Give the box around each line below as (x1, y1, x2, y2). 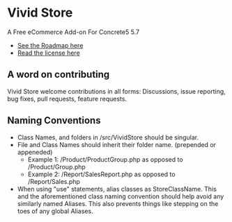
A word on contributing (7, 69, 110, 80)
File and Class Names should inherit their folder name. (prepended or (17, 140, 217, 148)
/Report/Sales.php (27, 177, 80, 185)
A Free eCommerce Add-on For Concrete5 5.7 (7, 28, 140, 36)
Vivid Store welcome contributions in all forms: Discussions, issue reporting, (7, 87, 226, 95)
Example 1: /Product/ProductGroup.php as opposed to (27, 155, 183, 164)
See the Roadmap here (17, 41, 84, 49)
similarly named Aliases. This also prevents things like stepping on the (17, 199, 219, 207)
